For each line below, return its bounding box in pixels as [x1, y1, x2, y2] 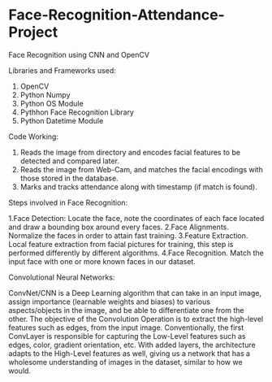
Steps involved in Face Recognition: [8, 198, 128, 207]
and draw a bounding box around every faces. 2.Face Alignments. [8, 222, 229, 232]
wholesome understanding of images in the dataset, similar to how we [8, 357, 243, 367]
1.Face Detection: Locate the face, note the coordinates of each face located [8, 213, 265, 223]
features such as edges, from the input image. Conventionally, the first [8, 323, 244, 332]
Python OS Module [19, 98, 84, 108]
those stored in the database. [19, 173, 119, 183]
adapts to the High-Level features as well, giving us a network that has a [8, 348, 250, 358]
